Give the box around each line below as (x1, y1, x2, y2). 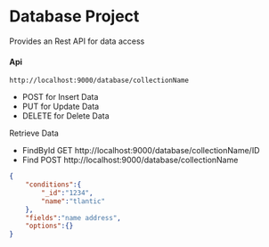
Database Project (9, 6, 140, 27)
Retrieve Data (9, 128, 60, 139)
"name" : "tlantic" (41, 196, 105, 206)
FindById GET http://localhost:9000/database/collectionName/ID (21, 145, 260, 156)
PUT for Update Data (21, 101, 100, 112)
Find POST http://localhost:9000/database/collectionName (21, 154, 239, 166)
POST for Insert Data (21, 92, 99, 103)
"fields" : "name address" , (25, 213, 122, 222)
